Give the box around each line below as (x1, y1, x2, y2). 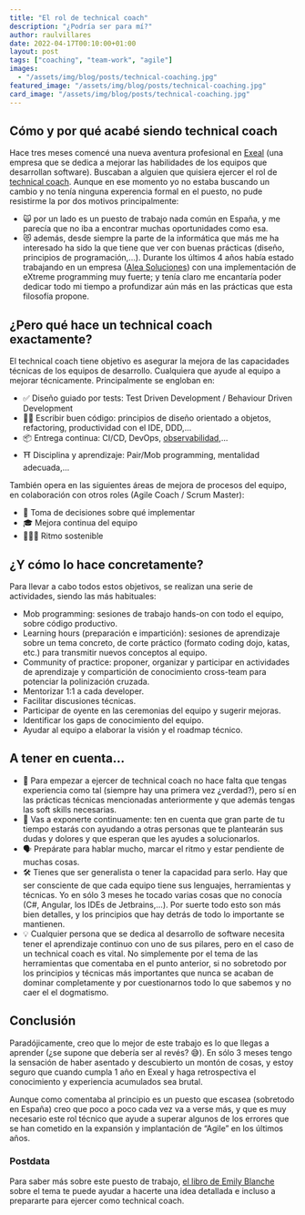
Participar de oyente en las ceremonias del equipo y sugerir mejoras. (22, 705, 281, 716)
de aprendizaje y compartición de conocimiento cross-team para (22, 666, 267, 677)
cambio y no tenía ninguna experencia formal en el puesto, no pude (9, 186, 263, 197)
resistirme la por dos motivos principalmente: (9, 196, 179, 207)
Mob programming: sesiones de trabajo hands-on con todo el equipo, (22, 607, 284, 619)
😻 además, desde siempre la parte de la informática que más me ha (22, 233, 280, 244)
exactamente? (9, 332, 93, 347)
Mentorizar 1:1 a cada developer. (22, 685, 145, 697)
